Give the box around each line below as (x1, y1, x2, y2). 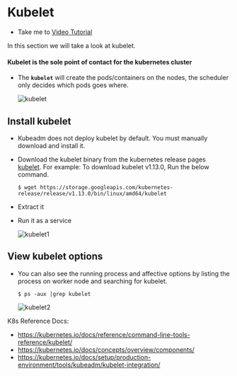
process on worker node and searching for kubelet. (17, 277, 168, 285)
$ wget (17, 183, 37, 191)
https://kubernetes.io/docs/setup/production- (17, 353, 151, 361)
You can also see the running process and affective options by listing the (17, 269, 230, 278)
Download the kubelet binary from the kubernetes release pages (17, 155, 207, 164)
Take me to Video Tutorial (17, 28, 93, 36)
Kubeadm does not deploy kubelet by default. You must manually (17, 134, 208, 142)
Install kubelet (7, 115, 71, 127)
